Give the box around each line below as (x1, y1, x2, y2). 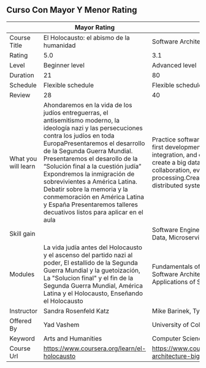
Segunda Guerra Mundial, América (43, 281, 143, 290)
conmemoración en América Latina (43, 192, 144, 201)
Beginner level (43, 61, 85, 69)
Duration (9, 70, 35, 79)
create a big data (151, 158, 201, 167)
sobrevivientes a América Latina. (43, 177, 138, 186)
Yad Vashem (43, 320, 80, 329)
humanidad (43, 41, 76, 50)
